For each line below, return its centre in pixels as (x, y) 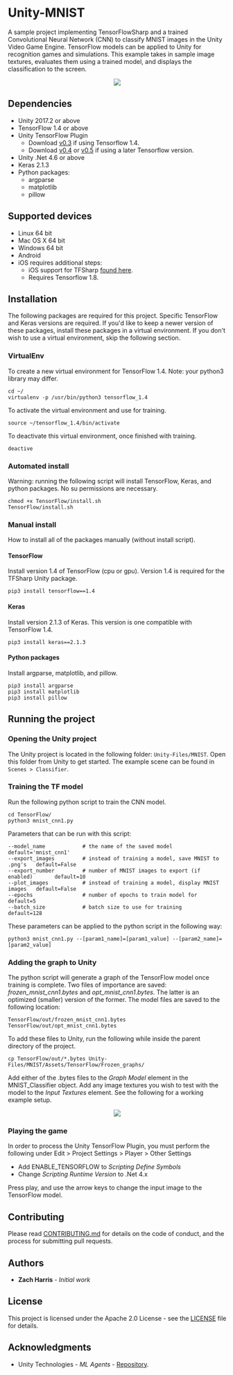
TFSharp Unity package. (43, 579)
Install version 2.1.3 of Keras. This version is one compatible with (100, 622)
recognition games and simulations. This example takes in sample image (111, 54)
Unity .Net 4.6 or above (51, 157)
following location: (34, 1007)
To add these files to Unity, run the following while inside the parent (104, 1039)
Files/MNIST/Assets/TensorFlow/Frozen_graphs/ (76, 1065)
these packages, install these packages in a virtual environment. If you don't (117, 331)
